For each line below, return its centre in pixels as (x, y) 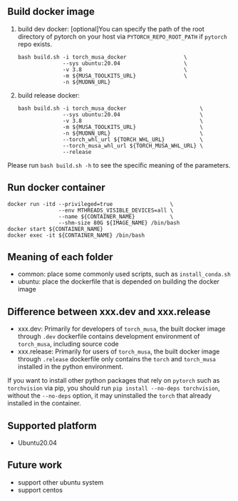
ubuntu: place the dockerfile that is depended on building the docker (118, 282)
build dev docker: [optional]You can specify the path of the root (111, 29)
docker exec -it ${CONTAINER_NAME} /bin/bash (76, 235)
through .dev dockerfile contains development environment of (109, 336)
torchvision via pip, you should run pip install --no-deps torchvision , (114, 388)
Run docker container (56, 188)
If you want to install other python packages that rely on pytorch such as (114, 381)
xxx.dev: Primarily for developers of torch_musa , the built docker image (121, 329)
